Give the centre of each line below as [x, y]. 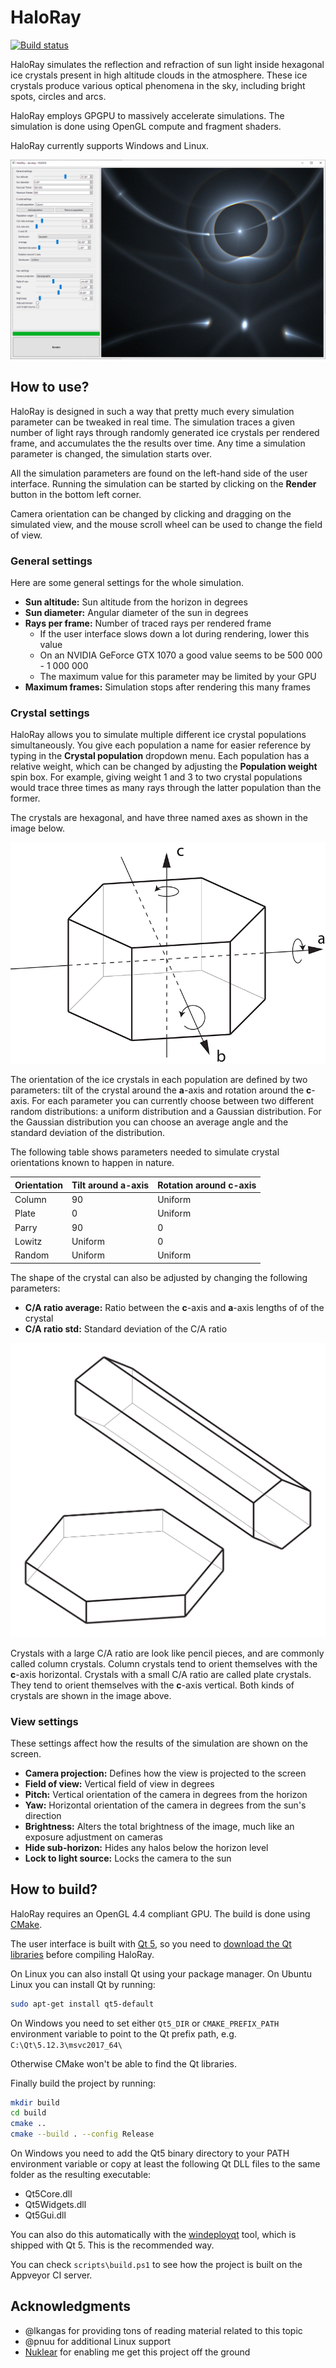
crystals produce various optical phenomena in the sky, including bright [158, 85]
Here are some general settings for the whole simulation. [127, 582]
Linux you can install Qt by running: [83, 1984]
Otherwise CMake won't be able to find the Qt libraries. [124, 2063]
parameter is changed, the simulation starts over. [111, 453]
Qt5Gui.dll [45, 2215]
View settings [44, 1721]
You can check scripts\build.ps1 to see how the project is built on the [156, 2265]
